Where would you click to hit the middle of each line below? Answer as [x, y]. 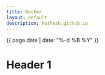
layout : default [27, 18]
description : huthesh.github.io [47, 23]
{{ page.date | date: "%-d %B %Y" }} [52, 41]
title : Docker [24, 12]
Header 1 [29, 65]
